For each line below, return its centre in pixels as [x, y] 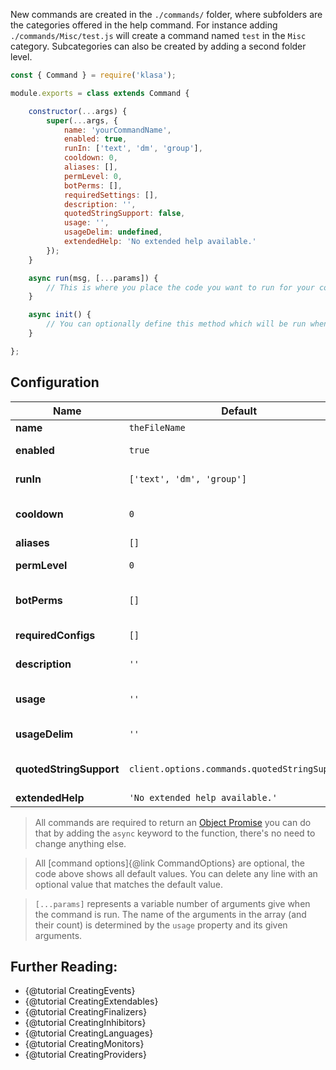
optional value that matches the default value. [129, 884]
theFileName [157, 427]
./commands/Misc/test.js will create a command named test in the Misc [158, 35]
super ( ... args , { [82, 120]
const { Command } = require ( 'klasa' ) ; [93, 75]
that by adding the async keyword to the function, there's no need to [175, 833]
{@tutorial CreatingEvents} [80, 991]
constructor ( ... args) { [78, 111]
